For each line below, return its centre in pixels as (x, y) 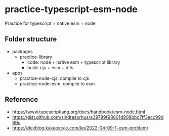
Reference (22, 100)
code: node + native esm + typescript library (74, 62)
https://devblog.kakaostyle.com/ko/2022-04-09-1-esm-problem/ (80, 128)
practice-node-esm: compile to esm (57, 83)
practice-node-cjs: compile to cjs (54, 78)
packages (23, 51)
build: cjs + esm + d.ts (50, 67)
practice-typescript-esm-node (71, 9)
